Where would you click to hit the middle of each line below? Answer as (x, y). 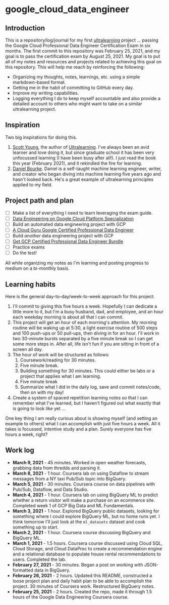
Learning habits (31, 284)
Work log (20, 450)
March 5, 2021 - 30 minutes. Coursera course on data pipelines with (84, 484)
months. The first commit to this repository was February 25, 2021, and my (83, 51)
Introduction (25, 28)
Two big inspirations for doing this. (41, 137)
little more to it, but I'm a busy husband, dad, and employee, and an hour (88, 311)
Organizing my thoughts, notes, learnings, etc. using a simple (76, 77)
